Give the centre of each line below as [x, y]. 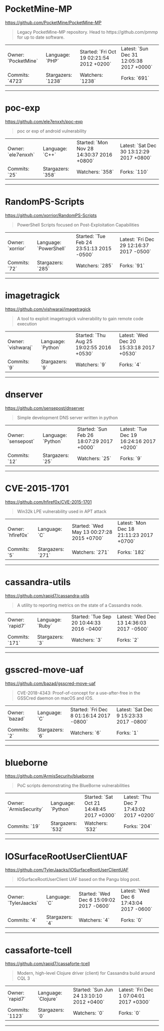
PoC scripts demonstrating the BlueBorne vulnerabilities [73, 786]
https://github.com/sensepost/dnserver [45, 408]
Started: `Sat [99, 797]
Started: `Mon [92, 142]
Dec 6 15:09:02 [97, 900]
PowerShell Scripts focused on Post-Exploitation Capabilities [78, 225]
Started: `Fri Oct [98, 51]
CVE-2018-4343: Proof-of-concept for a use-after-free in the [79, 693]
